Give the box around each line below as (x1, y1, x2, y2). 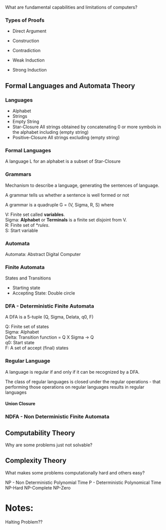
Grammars (5, 171, 31, 178)
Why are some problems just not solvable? (5, 442, 93, 448)
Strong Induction (12, 67, 47, 73)
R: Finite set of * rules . (5, 222, 50, 228)
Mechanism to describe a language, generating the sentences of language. (5, 182, 160, 188)
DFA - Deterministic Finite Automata (5, 303, 94, 310)
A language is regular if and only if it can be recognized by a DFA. (5, 369, 140, 375)
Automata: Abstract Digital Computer (5, 251, 81, 257)
